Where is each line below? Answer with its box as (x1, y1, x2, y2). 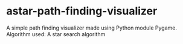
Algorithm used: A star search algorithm (6, 30, 106, 37)
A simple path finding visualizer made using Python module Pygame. (6, 24, 177, 31)
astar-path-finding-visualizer (6, 4, 158, 18)
